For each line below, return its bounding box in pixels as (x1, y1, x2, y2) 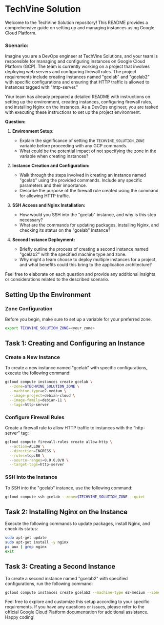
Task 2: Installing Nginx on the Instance (5, 507, 128, 516)
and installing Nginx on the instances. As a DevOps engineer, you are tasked (5, 104, 159, 110)
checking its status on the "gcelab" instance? (19, 227, 111, 233)
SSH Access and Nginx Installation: (12, 202, 85, 208)
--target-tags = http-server (9, 462, 64, 467)
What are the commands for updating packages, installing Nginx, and (19, 222, 159, 228)
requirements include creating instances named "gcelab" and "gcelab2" (5, 74, 150, 80)
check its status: (5, 526, 38, 532)
